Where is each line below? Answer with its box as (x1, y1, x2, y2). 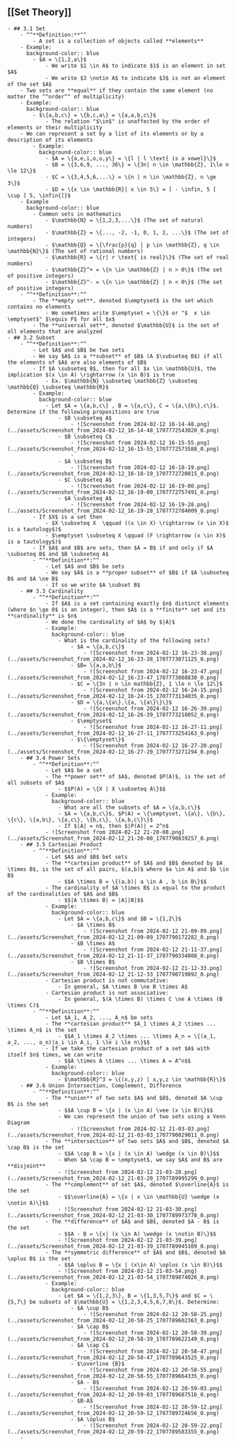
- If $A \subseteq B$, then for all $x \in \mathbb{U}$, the (33, 365, 217, 372)
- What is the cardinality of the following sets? (57, 636, 211, 644)
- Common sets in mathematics (33, 211, 122, 218)
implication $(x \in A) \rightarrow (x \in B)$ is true (7, 371, 175, 378)
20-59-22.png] (181, 1422, 223, 1429)
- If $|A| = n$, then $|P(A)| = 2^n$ (57, 822, 170, 829)
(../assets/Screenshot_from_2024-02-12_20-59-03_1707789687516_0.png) (7, 1391, 220, 1398)
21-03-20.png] (155, 1168, 198, 1175)
